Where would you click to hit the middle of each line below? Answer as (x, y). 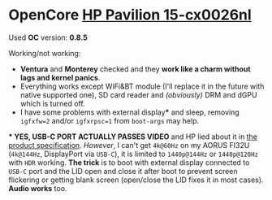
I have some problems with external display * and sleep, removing (130, 112)
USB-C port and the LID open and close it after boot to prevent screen (123, 171)
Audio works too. (38, 188)
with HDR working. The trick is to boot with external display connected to (129, 162)
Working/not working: (45, 53)
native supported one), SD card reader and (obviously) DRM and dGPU (138, 94)
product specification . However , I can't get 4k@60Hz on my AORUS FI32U (129, 145)
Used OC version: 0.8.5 (48, 37)
